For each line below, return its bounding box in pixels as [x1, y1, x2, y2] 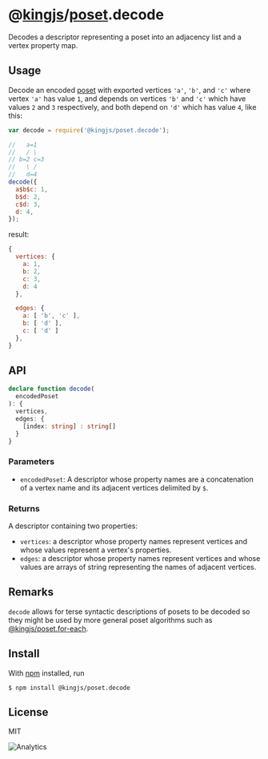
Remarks [8, 585, 54, 599]
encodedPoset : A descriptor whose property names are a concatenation [19, 474, 254, 484]
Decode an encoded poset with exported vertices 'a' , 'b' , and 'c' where [8, 85, 251, 95]
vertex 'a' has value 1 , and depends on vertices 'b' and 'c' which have [8, 94, 246, 103]
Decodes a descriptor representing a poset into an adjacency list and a [8, 32, 242, 42]
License [8, 705, 49, 719]
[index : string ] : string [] [22, 422, 116, 430]
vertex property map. [8, 40, 78, 50]
